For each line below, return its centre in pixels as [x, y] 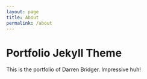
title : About [23, 17]
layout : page [23, 12]
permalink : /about [29, 23]
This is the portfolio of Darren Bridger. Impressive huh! [74, 69]
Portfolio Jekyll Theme [64, 53]
